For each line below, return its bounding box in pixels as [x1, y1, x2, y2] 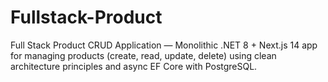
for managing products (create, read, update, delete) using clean [10, 49, 277, 61]
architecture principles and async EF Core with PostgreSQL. [10, 60, 258, 72]
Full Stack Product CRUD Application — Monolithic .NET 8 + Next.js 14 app [10, 39, 318, 51]
